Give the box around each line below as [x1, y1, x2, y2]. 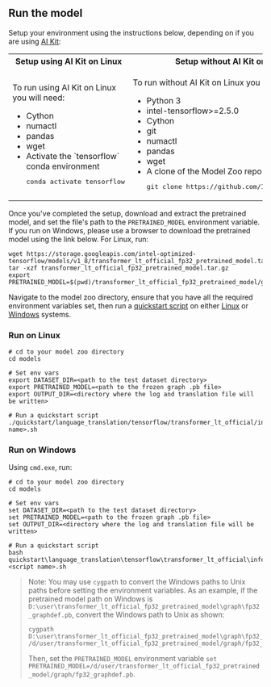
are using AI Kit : [8, 36, 61, 46]
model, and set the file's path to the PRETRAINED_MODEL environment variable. [8, 217, 261, 227]
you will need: [12, 92, 65, 103]
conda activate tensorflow [26, 177, 125, 186]
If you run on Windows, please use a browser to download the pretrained [8, 225, 251, 235]
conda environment [26, 161, 100, 172]
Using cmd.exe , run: [8, 463, 73, 472]
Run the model [8, 6, 83, 20]
